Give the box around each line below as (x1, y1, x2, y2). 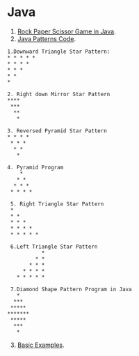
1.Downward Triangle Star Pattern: (7, 48, 111, 55)
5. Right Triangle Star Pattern (10, 200, 104, 208)
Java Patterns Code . (17, 34, 76, 42)
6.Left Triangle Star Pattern (10, 243, 98, 250)
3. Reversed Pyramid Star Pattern (7, 127, 108, 134)
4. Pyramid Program (7, 164, 64, 171)
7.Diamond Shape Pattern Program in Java (10, 286, 132, 293)
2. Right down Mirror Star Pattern (7, 91, 111, 98)
